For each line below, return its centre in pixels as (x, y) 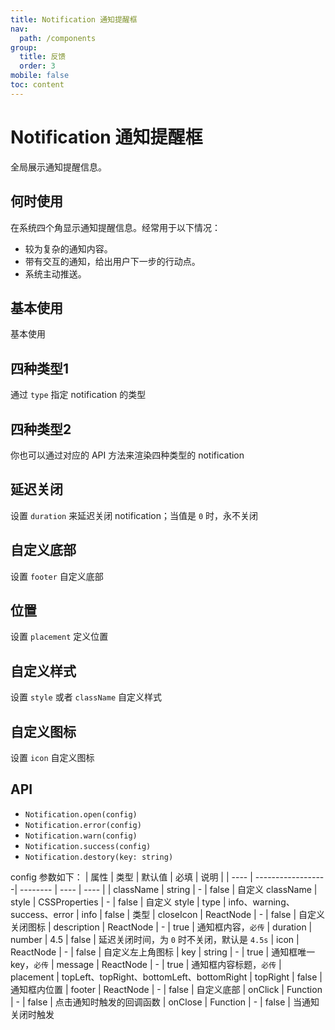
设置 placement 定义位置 (59, 637)
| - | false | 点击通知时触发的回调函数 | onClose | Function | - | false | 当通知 (165, 1002)
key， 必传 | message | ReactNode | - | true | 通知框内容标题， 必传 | (146, 964)
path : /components (58, 38)
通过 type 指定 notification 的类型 (78, 395)
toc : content (37, 85)
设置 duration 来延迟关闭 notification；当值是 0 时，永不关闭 (134, 515)
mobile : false (40, 76)
